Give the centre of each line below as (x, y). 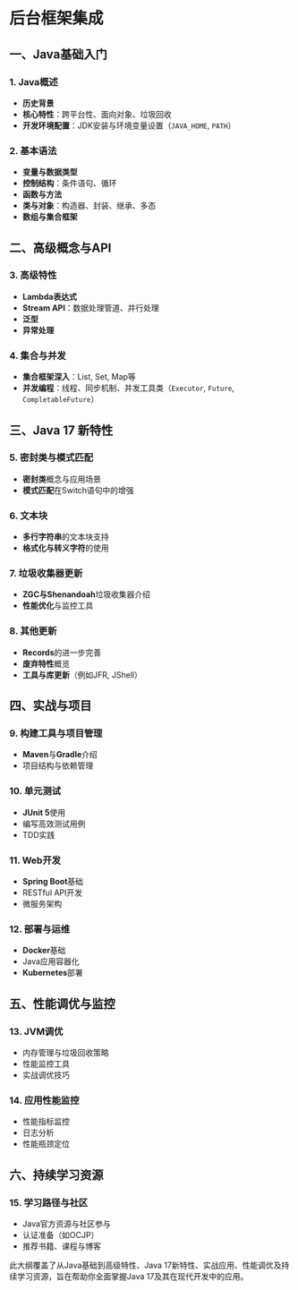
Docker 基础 (44, 951)
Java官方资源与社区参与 (67, 1224)
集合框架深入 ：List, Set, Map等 (79, 377)
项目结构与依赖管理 (58, 765)
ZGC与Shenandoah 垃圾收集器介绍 (86, 594)
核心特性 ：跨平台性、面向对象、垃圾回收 (97, 114)
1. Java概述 (34, 81)
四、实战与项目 (51, 706)
